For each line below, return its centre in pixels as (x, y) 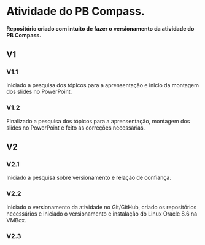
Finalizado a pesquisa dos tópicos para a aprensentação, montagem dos (98, 121)
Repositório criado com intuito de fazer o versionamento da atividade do (100, 28)
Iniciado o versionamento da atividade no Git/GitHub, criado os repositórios (102, 207)
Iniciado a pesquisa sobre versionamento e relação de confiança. (89, 178)
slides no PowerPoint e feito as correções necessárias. (76, 128)
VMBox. (16, 220)
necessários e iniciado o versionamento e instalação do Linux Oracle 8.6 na (102, 214)
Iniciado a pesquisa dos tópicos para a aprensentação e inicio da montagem (103, 85)
